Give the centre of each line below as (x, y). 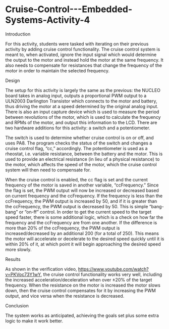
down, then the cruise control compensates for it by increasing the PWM (81, 290)
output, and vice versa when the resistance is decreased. (65, 296)
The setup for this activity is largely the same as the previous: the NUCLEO (83, 90)
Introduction (18, 34)
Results (13, 259)
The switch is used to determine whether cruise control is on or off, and (79, 137)
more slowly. (18, 249)
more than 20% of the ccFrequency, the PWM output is (63, 228)
